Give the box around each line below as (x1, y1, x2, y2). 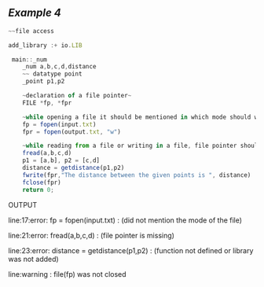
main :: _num (11, 55, 47, 64)
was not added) (8, 254, 59, 263)
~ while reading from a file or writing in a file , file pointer (22, 142, 237, 150)
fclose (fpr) (22, 178, 61, 186)
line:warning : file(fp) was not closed (8, 269, 127, 278)
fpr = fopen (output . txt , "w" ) (22, 127, 122, 136)
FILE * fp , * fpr (22, 98, 72, 107)
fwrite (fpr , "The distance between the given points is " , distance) (22, 171, 251, 179)
